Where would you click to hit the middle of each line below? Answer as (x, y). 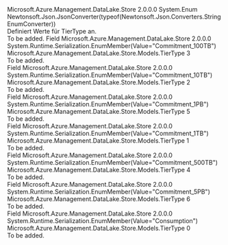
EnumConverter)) (31, 24)
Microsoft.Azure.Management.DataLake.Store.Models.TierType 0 (99, 228)
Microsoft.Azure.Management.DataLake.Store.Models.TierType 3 (99, 53)
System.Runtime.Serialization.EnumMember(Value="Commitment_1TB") (108, 133)
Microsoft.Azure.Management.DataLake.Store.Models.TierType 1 (98, 141)
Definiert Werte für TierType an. (52, 31)
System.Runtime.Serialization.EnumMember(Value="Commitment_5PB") (109, 191)
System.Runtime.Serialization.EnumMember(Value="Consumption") (103, 221)
